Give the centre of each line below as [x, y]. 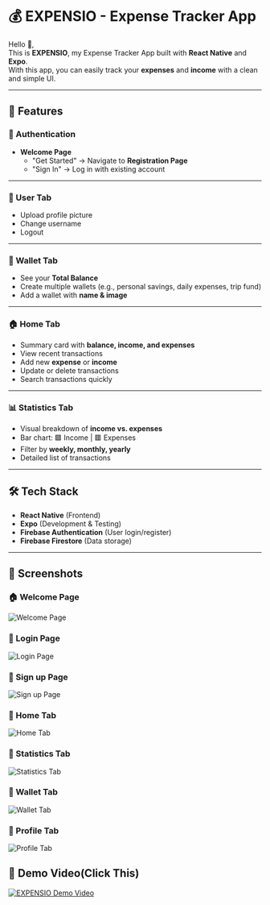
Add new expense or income [69, 362]
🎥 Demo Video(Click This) [74, 873]
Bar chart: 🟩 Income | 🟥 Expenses [78, 438]
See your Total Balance [59, 278]
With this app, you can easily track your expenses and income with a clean [133, 69]
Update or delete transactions [69, 370]
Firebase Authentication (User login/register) [96, 532]
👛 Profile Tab [34, 830]
